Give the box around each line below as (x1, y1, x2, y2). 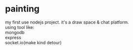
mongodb (5, 29, 25, 35)
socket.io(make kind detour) (5, 39, 62, 45)
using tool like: (5, 24, 34, 30)
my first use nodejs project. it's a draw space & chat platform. (5, 19, 129, 25)
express (5, 35, 22, 40)
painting (5, 3, 40, 14)
